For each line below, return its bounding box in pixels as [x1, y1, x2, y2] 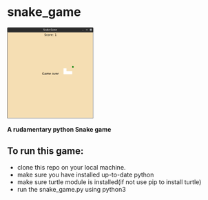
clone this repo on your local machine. [17, 163, 126, 172]
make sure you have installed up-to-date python [17, 170, 154, 179]
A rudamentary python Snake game [7, 125, 112, 133]
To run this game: [7, 145, 84, 157]
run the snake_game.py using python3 [17, 186, 126, 194]
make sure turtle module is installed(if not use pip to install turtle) [17, 178, 202, 186]
